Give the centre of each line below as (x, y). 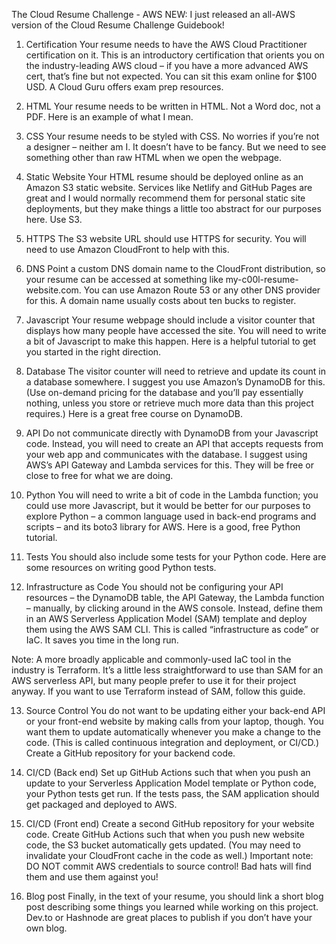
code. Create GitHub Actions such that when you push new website (165, 834)
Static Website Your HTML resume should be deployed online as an (164, 177)
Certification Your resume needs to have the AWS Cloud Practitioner (166, 44)
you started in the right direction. (93, 352)
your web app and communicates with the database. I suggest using (166, 454)
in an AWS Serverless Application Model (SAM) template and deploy (166, 618)
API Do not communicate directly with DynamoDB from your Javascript (172, 433)
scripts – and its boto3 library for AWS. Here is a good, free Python (163, 527)
